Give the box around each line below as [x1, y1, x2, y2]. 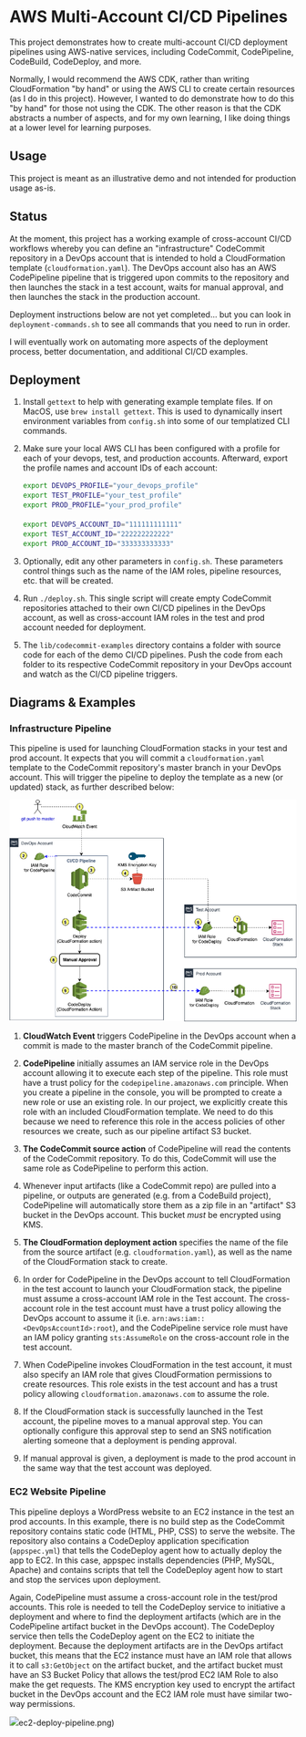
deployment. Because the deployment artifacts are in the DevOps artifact [9, 1639, 284, 1651]
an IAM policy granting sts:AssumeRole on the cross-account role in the [22, 1332, 290, 1343]
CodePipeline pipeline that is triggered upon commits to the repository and [9, 272, 290, 283]
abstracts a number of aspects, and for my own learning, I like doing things [9, 112, 291, 123]
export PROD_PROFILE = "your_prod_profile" [22, 501, 183, 510]
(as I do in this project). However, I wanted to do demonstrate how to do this [9, 93, 294, 104]
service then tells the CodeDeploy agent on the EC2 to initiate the [9, 1630, 255, 1641]
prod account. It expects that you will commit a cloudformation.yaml [9, 752, 266, 763]
